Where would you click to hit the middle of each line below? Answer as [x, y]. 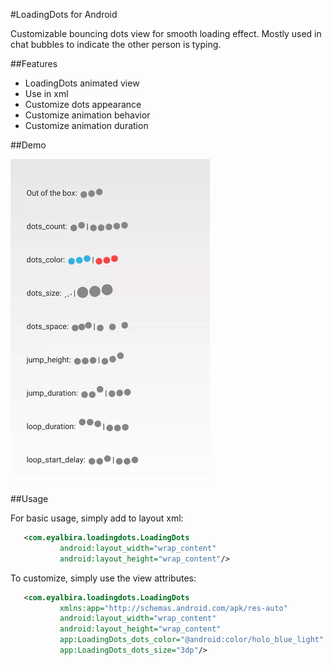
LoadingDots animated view [82, 83]
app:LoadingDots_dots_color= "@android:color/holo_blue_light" [192, 640]
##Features [34, 63]
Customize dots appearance [83, 104]
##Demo [28, 145]
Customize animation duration [86, 125]
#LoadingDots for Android [64, 14]
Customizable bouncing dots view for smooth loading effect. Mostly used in [166, 33]
